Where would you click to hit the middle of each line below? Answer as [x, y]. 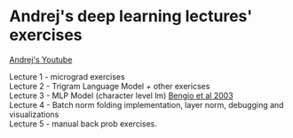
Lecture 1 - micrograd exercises [67, 76]
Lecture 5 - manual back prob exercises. [83, 123]
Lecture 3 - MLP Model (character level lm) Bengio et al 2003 [121, 96]
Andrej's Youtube [41, 59]
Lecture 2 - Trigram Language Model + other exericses [110, 86]
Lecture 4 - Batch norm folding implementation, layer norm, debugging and [146, 104]
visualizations [34, 114]
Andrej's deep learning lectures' [131, 16]
